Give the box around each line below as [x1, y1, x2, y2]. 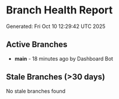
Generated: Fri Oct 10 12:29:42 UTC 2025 [6, 23, 106, 30]
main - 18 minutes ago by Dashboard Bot [14, 55, 114, 62]
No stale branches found [6, 87, 66, 94]
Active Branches [6, 40, 68, 49]
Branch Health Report [6, 3, 113, 17]
